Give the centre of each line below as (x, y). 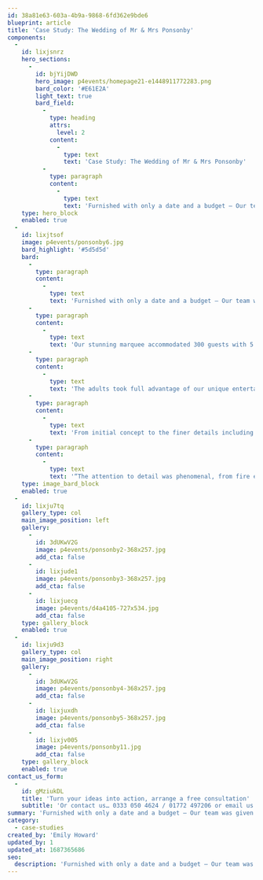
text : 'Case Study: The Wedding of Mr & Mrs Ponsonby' (155, 162)
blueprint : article (39, 23)
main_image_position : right (67, 659)
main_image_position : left (66, 520)
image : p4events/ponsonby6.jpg (73, 242)
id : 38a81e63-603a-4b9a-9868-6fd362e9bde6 (78, 15)
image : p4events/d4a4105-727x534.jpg (97, 608)
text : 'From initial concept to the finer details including (152, 433)
